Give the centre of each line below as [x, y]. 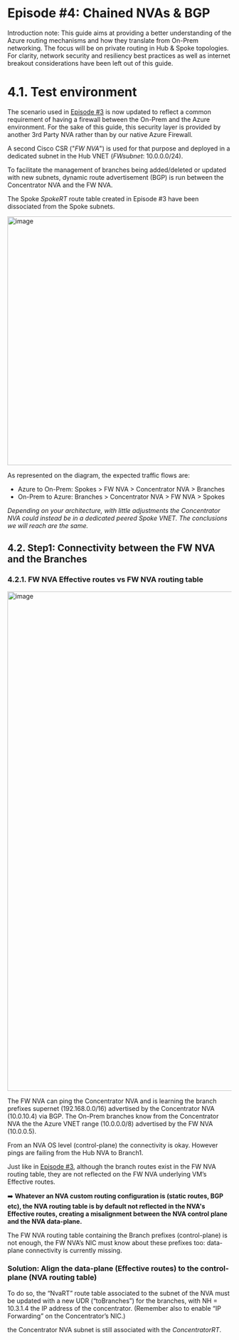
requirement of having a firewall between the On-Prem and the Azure [109, 119]
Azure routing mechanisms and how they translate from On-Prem [103, 40]
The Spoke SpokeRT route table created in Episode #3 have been [103, 198]
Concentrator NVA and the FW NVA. [60, 185]
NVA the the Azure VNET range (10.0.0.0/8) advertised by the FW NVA [110, 1123]
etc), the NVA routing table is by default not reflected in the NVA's [106, 1206]
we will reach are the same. [48, 525]
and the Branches [47, 559]
